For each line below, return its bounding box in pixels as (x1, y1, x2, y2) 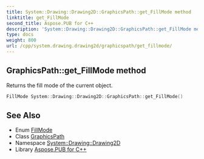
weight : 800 (6, 37, 36, 43)
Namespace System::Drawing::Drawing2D (15, 140, 121, 147)
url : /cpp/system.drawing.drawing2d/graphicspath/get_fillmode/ (6, 43, 172, 49)
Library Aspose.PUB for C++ (15, 146, 87, 153)
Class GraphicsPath (15, 133, 65, 140)
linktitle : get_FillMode (6, 15, 69, 21)
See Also (6, 110, 41, 121)
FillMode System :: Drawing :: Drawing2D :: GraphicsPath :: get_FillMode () (6, 93, 183, 99)
